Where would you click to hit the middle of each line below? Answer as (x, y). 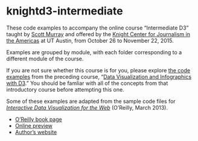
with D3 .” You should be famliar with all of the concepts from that (87, 83)
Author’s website (36, 132)
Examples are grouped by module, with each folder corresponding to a (94, 52)
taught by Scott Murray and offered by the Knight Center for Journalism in (98, 34)
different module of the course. (45, 58)
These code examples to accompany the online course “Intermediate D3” (97, 28)
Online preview (34, 125)
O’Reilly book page (38, 119)
